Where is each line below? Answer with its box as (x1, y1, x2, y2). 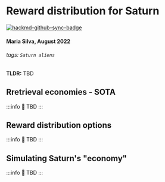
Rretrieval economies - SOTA (6, 87, 116, 97)
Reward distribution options (6, 120, 112, 130)
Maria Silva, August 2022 (6, 38, 70, 45)
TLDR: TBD (6, 70, 34, 77)
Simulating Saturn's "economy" (6, 153, 127, 164)
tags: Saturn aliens (6, 51, 55, 58)
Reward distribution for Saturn (6, 4, 160, 18)
